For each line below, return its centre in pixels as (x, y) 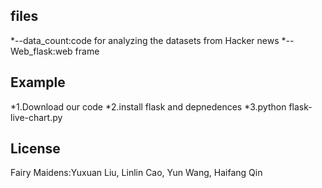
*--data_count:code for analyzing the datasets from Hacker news (145, 40)
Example (38, 82)
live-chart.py (36, 117)
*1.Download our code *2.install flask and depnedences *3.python (148, 106)
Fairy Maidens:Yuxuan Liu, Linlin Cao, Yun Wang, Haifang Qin (136, 173)
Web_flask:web (41, 51)
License (35, 149)
